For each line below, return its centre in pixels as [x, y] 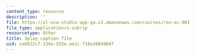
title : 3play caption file [39, 38]
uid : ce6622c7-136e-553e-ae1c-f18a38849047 [60, 44]
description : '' [26, 17]
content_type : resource [35, 11]
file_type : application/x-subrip [47, 28]
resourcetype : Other [31, 33]
